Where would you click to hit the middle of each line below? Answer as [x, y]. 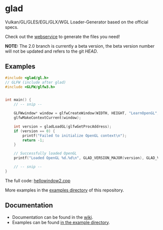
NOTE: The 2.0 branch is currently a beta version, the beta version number [80, 46]
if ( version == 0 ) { [34, 131]
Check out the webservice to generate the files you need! [63, 37]
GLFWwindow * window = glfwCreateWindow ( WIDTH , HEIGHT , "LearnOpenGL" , [87, 113]
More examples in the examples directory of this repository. [65, 190]
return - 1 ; [33, 140]
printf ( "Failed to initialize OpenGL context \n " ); [75, 135]
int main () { [18, 100]
